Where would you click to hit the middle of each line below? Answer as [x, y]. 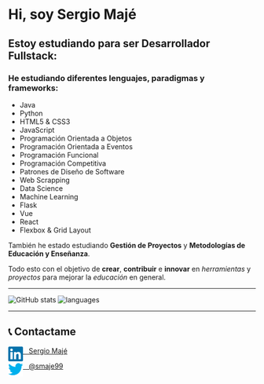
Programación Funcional [59, 155]
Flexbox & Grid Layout [55, 230]
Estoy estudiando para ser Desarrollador [109, 44]
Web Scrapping [45, 180]
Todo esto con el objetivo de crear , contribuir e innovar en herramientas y [130, 269]
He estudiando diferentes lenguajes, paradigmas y [106, 78]
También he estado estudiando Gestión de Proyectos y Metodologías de [127, 245]
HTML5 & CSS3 [45, 121]
